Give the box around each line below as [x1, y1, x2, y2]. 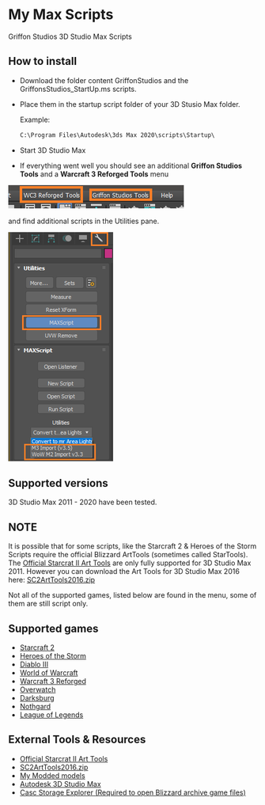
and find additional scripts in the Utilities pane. [8, 216, 160, 226]
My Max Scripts [8, 6, 114, 24]
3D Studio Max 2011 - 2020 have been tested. [8, 497, 157, 507]
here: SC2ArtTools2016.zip [8, 575, 96, 585]
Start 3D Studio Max [19, 145, 86, 155]
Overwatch [19, 685, 56, 694]
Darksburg [19, 693, 55, 703]
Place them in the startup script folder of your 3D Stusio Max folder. [19, 99, 240, 108]
